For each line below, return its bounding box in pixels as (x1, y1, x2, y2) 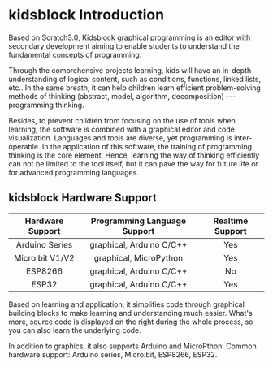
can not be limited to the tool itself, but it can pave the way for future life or (8, 158, 258, 168)
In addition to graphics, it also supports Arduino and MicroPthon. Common (8, 341, 258, 351)
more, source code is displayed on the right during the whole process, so (8, 317, 253, 326)
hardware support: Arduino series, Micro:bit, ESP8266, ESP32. (8, 349, 218, 359)
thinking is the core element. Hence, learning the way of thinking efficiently (8, 150, 260, 160)
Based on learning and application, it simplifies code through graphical (8, 299, 245, 309)
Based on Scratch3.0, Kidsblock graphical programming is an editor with (8, 32, 251, 42)
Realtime (213, 215, 249, 227)
